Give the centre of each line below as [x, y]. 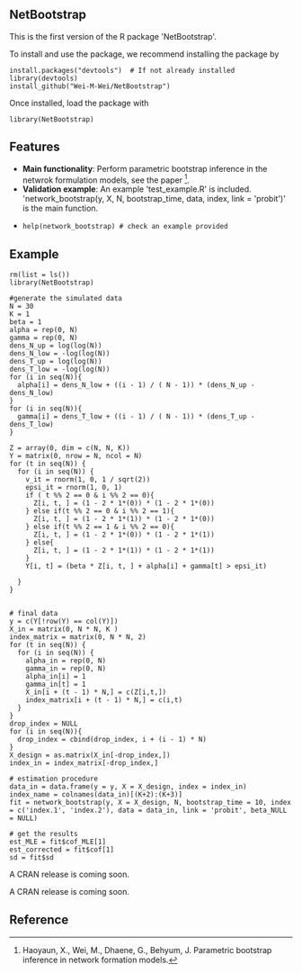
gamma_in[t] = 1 [56, 685]
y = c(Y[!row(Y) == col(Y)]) [64, 622]
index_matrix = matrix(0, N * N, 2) [78, 637]
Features [35, 147]
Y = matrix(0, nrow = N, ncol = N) [76, 456]
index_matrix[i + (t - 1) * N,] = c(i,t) [104, 700]
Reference [39, 920]
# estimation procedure [54, 779]
